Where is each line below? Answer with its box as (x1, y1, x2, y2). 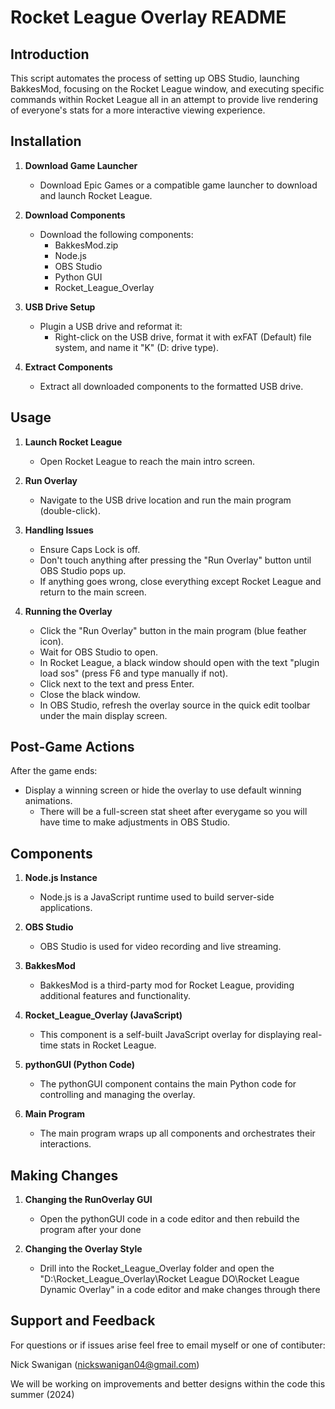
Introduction (10, 46, 90, 63)
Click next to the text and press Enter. (39, 677, 195, 690)
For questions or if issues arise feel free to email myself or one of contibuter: (10, 1339, 326, 1351)
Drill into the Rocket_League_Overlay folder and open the (39, 1262, 275, 1275)
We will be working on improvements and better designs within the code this (10, 1377, 326, 1390)
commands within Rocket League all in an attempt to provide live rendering (10, 94, 318, 105)
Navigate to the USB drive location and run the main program (39, 494, 292, 506)
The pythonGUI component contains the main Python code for (39, 1078, 297, 1090)
